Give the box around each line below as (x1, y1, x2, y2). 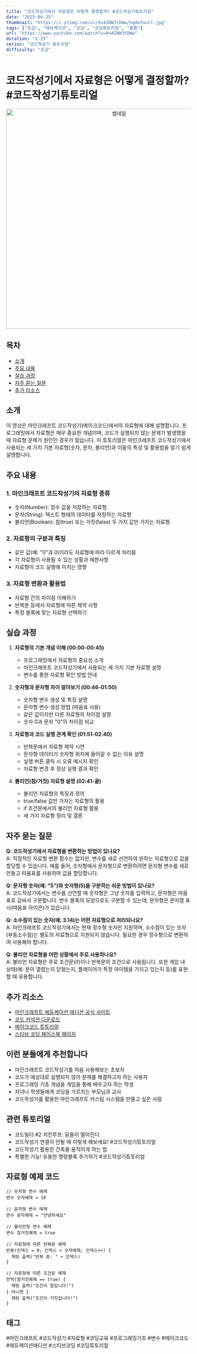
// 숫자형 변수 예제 (6, 1189, 48, 1194)
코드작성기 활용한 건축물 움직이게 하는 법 (14, 1145, 107, 1153)
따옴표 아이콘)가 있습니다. (12, 904, 72, 911)
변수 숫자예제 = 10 (6, 1195, 46, 1201)
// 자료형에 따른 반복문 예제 (6, 1241, 66, 1247)
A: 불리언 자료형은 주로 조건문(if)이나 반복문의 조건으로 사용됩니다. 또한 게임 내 (6, 959, 186, 966)
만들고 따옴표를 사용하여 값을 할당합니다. (6, 869, 98, 877)
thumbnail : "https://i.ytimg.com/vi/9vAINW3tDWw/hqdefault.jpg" (6, 19, 167, 25)
